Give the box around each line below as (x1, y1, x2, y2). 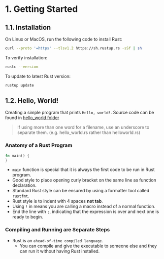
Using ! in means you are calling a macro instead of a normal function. (12, 204, 156, 210)
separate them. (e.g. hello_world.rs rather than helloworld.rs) (17, 129, 140, 135)
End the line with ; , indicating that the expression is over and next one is (12, 209, 159, 215)
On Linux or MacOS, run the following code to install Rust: (5, 36, 122, 42)
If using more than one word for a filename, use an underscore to (17, 125, 150, 130)
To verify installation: (5, 54, 48, 60)
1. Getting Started (5, 3, 78, 15)
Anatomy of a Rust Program (5, 142, 72, 149)
